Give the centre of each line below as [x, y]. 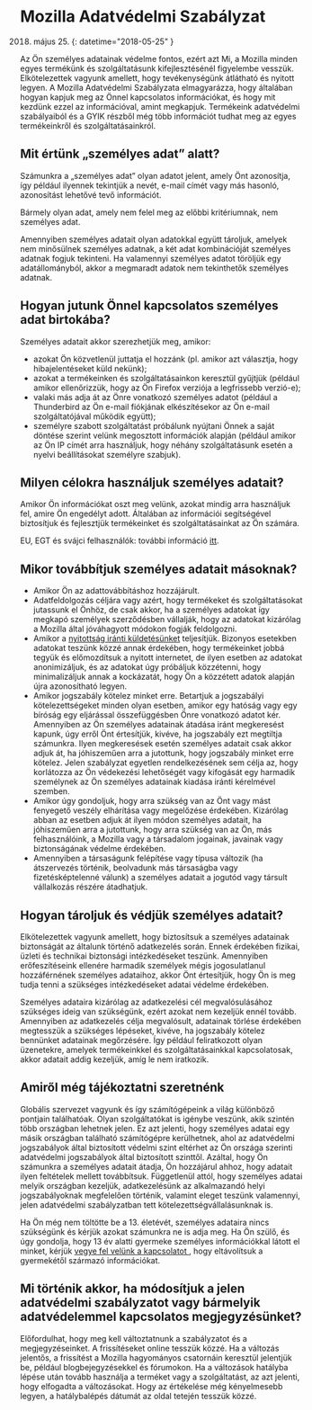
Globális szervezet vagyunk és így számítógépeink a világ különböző [147, 1109]
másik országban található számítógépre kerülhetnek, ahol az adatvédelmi [158, 1138]
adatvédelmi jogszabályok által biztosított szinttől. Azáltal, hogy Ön [144, 1156]
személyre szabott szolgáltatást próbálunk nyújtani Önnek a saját [154, 425]
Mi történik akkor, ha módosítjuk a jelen [133, 1289]
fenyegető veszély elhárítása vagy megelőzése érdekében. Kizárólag [160, 810]
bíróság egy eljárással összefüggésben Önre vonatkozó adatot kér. [157, 715]
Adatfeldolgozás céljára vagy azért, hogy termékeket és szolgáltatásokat [168, 601]
